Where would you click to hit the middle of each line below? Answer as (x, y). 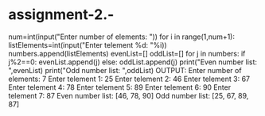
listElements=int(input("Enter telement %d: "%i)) (88, 44)
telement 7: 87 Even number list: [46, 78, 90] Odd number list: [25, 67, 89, (129, 95)
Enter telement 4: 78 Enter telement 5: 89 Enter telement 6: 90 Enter (120, 87)
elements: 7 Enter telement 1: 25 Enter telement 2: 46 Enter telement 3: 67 (129, 79)
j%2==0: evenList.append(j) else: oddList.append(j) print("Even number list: (132, 62)
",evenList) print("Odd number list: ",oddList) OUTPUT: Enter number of (125, 70)
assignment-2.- (61, 15)
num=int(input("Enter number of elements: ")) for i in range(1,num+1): (121, 37)
